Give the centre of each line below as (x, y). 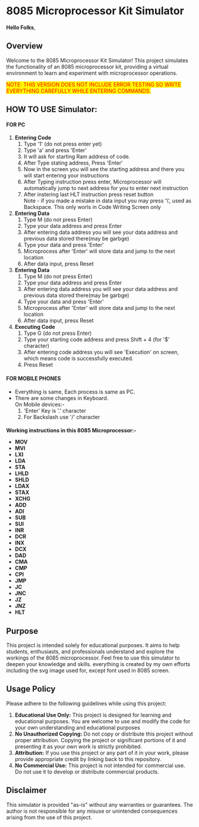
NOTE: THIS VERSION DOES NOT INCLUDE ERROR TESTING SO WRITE (94, 84)
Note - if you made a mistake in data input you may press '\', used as (108, 201)
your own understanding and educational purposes (78, 727)
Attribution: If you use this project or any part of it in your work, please (102, 753)
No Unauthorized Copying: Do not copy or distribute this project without (104, 734)
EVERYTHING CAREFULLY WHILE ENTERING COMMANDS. (79, 91)
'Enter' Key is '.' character (55, 410)
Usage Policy (31, 689)
